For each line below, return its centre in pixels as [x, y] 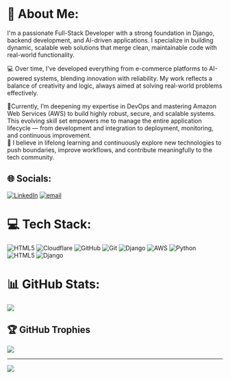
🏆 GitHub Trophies [49, 330]
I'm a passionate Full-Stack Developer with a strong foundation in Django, [111, 33]
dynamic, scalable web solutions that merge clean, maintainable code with [112, 47]
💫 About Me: [43, 14]
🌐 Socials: [29, 179]
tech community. [31, 157]
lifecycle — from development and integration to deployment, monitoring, [110, 128]
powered [20, 78]
